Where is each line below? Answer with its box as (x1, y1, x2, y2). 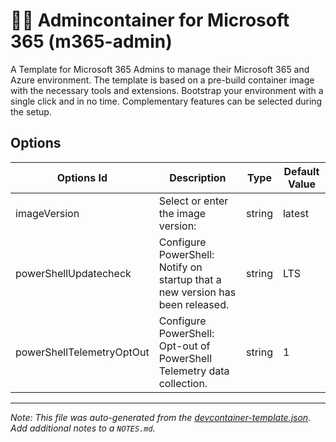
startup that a (158, 272, 222, 286)
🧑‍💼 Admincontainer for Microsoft (10, 9, 290, 32)
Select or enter (158, 194, 229, 208)
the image (158, 206, 207, 220)
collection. (158, 376, 208, 390)
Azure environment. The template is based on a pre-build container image (10, 74, 315, 86)
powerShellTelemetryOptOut (15, 345, 150, 359)
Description (169, 170, 227, 184)
